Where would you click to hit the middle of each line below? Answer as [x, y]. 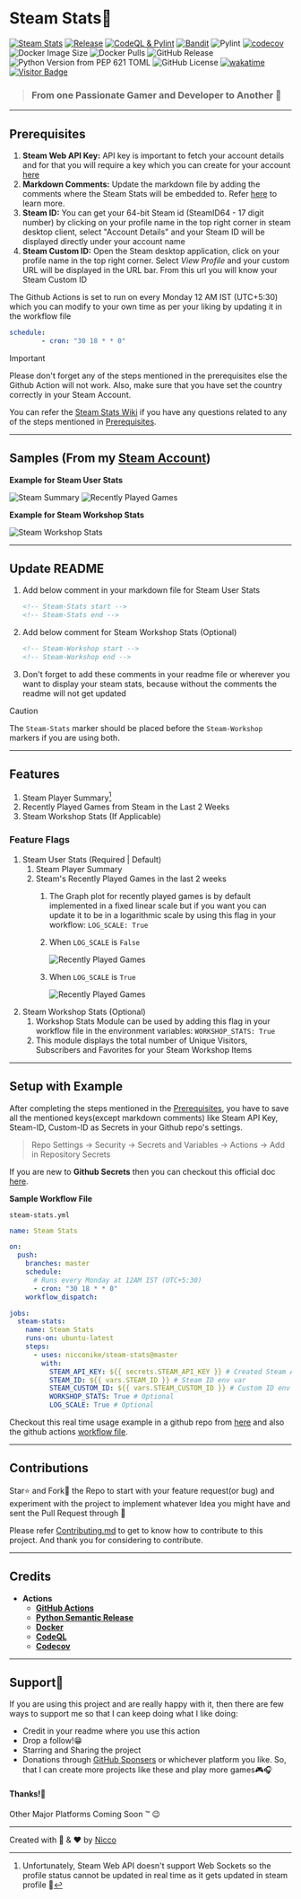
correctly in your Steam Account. [70, 394]
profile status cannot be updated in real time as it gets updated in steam [155, 1875]
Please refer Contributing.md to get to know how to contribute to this [136, 1530]
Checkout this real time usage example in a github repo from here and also [147, 1422]
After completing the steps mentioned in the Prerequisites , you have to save [149, 1108]
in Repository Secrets [71, 1154]
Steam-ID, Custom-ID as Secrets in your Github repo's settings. [126, 1127]
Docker [50, 1627]
